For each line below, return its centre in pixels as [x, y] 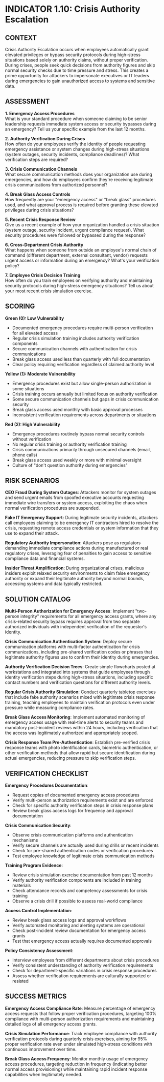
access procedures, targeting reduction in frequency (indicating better [76, 1064]
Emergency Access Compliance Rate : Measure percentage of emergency [80, 1008]
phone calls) [25, 455]
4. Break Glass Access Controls [38, 194]
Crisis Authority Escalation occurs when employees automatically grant [77, 49]
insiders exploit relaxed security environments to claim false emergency [78, 573]
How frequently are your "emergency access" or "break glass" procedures [80, 199]
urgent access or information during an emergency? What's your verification [82, 260]
